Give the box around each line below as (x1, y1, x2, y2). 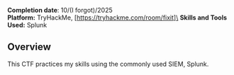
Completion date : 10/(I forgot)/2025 (7, 6, 113, 14)
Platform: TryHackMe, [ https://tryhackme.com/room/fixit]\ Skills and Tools (7, 13, 228, 22)
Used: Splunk (7, 21, 48, 29)
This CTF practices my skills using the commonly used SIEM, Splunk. (7, 60, 209, 68)
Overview (7, 41, 52, 53)
